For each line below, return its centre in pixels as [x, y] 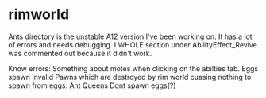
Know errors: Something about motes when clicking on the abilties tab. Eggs [133, 68]
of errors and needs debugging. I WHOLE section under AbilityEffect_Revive [133, 44]
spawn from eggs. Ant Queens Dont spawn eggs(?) [92, 85]
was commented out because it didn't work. [80, 53]
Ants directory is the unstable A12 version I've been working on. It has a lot [130, 36]
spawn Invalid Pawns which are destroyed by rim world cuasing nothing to [130, 77]
